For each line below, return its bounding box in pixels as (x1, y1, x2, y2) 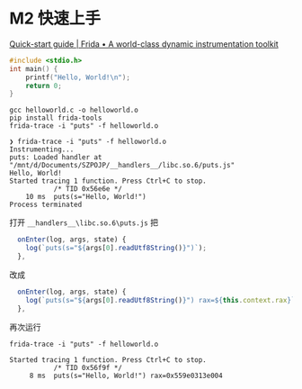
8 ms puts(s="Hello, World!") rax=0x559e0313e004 (29, 371, 223, 380)
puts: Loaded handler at (9, 153, 102, 162)
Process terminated (9, 200, 83, 210)
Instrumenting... (9, 145, 75, 154)
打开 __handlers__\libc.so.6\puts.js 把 (9, 217, 159, 228)
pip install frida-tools (9, 113, 102, 122)
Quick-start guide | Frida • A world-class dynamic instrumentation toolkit (9, 38, 279, 50)
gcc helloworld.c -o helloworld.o (9, 105, 139, 115)
